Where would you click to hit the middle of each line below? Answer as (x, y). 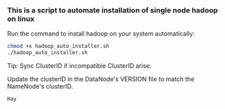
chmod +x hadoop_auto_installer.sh (58, 47)
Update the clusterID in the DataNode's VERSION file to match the (101, 79)
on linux (21, 19)
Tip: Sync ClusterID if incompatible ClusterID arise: (79, 66)
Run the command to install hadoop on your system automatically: (101, 34)
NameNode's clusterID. (40, 86)
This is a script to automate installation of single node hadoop (113, 10)
